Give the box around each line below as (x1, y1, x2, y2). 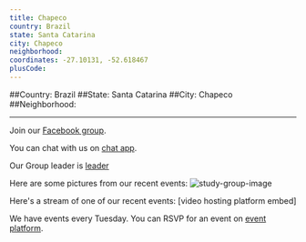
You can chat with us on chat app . (9, 142, 138, 153)
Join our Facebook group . (9, 125, 107, 136)
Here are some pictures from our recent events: (9, 177, 189, 188)
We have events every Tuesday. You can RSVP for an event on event (9, 213, 267, 224)
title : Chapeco (9, 13, 67, 23)
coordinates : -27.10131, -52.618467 (9, 55, 148, 65)
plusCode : (9, 65, 47, 74)
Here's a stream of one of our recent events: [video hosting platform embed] (9, 195, 297, 206)
